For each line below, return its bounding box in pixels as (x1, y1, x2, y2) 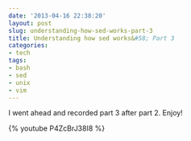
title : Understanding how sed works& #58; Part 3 (8, 34, 175, 42)
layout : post (8, 19, 52, 27)
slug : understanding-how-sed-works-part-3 (8, 26, 153, 34)
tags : (8, 57, 27, 65)
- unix (8, 79, 31, 87)
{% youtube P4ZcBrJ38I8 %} (8, 123, 106, 133)
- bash (8, 64, 31, 72)
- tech (8, 49, 31, 57)
